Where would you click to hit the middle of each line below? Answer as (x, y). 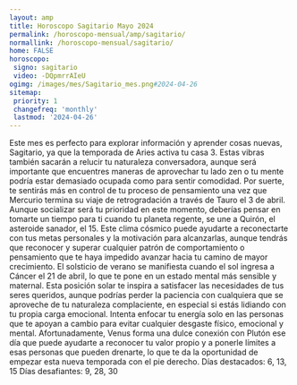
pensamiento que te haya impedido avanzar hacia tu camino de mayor (139, 257)
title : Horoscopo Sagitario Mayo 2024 (81, 26)
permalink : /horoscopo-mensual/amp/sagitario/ (98, 34)
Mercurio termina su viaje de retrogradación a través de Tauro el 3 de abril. (148, 200)
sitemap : (25, 92)
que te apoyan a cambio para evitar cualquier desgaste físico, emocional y (147, 324)
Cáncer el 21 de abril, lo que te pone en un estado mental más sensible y (143, 276)
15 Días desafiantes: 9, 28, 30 (64, 372)
